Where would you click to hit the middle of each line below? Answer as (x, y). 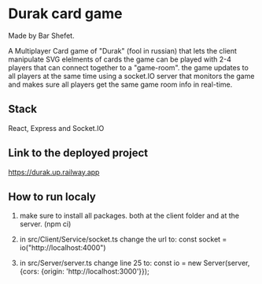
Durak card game (65, 14)
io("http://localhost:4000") (63, 248)
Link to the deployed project (78, 153)
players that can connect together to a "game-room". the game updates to (129, 67)
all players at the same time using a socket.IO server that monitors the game (131, 76)
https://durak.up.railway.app (54, 172)
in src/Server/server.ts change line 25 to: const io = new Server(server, (135, 263)
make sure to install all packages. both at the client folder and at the (129, 216)
